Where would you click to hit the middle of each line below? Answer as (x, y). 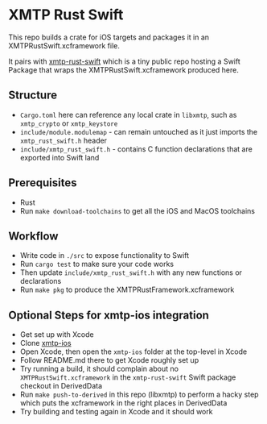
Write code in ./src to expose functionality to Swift (105, 256)
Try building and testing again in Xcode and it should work (116, 412)
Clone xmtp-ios (45, 343)
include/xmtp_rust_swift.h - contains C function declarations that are (136, 149)
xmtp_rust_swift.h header (63, 140)
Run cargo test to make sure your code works (97, 264)
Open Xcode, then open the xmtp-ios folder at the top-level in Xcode (133, 351)
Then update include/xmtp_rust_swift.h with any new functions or (131, 272)
